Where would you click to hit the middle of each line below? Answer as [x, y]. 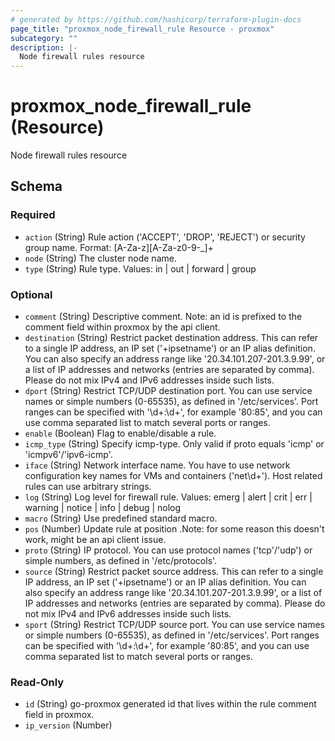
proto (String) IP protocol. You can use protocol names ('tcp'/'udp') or [168, 550]
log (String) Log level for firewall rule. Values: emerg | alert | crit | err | [168, 497]
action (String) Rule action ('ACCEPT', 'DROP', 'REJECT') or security [165, 237]
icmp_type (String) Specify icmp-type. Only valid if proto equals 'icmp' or [174, 444]
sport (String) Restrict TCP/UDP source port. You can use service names [174, 625]
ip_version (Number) [68, 725]
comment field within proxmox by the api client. [122, 327]
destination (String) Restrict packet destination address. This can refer [171, 338]
